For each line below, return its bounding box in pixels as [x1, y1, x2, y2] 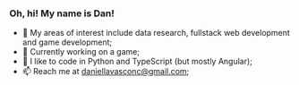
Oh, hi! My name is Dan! [9, 7, 115, 20]
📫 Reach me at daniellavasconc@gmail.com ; [21, 66, 190, 77]
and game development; [21, 37, 113, 47]
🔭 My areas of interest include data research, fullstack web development [21, 28, 291, 38]
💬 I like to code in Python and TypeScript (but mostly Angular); [21, 56, 253, 67]
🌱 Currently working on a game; [21, 47, 141, 57]
